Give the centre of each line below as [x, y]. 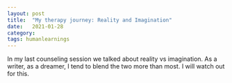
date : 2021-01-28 [35, 26]
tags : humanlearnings [39, 39]
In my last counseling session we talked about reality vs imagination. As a [112, 59]
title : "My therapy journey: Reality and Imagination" [90, 20]
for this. [18, 74]
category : [22, 33]
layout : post [26, 13]
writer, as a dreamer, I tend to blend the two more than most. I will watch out [116, 66]
